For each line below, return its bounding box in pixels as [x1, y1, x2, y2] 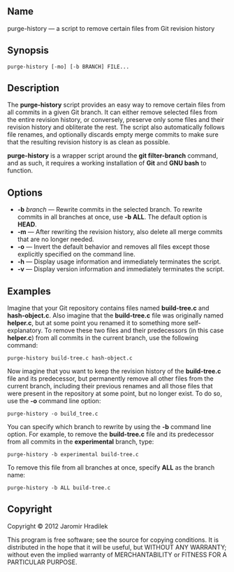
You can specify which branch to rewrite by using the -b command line [7, 423, 212, 431]
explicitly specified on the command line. [17, 250, 136, 259]
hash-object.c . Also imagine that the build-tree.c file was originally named [7, 311, 224, 320]
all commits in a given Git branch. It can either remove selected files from [7, 108, 218, 116]
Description [7, 82, 59, 94]
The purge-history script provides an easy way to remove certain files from [7, 101, 226, 109]
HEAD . [17, 220, 37, 229]
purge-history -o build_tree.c [7, 410, 98, 418]
